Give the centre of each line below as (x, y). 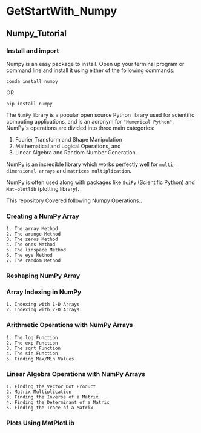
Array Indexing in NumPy (44, 292)
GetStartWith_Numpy (62, 11)
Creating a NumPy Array (43, 216)
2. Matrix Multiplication (39, 392)
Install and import (33, 51)
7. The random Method (34, 261)
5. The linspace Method (36, 250)
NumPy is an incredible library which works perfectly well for (82, 164)
